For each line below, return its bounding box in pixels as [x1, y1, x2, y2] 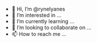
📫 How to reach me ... [11, 31, 66, 37]
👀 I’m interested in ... [11, 12, 62, 19]
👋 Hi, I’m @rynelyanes [11, 6, 66, 12]
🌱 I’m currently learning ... [11, 18, 75, 24]
